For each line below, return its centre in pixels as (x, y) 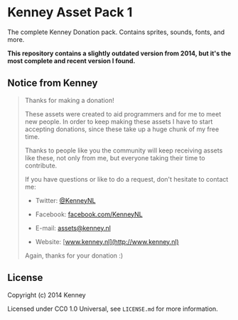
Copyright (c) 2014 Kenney (47, 294)
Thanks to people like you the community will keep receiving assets (124, 150)
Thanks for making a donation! (70, 100)
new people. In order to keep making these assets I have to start (119, 121)
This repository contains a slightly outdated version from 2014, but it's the (119, 53)
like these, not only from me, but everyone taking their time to (115, 158)
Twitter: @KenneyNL (65, 200)
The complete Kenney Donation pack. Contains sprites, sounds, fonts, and (116, 32)
